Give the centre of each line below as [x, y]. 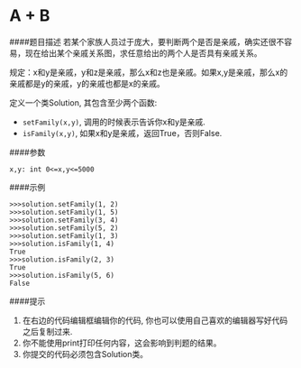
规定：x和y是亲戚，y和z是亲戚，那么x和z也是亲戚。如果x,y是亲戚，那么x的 [149, 72]
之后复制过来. [47, 331]
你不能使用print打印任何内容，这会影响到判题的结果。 [122, 343]
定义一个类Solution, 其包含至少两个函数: [83, 102]
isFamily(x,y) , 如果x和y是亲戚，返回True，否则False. [122, 133]
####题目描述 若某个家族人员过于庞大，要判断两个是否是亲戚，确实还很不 [147, 41]
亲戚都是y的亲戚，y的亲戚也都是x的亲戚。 [87, 83]
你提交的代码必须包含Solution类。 [85, 354]
